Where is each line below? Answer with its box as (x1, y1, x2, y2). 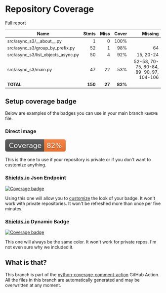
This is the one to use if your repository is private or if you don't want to (5, 157, 151, 163)
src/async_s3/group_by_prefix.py (7, 45, 75, 50)
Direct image (5, 128, 37, 135)
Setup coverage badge (5, 97, 77, 105)
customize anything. (5, 162, 46, 168)
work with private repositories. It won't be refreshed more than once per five (5, 200, 161, 206)
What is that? (5, 258, 47, 267)
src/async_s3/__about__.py (7, 38, 62, 44)
